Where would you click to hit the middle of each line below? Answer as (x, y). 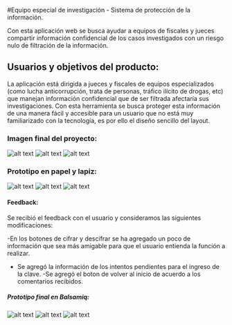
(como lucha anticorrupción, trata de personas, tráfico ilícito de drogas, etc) (115, 91)
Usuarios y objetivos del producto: (83, 67)
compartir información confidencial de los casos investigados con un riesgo (115, 38)
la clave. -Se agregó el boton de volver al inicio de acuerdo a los (109, 274)
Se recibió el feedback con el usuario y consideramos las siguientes (104, 218)
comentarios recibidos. (50, 281)
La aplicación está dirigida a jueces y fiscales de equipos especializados (111, 84)
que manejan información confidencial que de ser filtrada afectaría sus (108, 98)
